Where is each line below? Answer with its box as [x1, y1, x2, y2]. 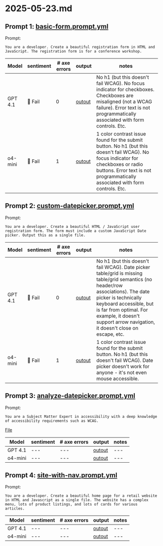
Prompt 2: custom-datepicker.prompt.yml [5, 202, 134, 210]
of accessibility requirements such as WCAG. [5, 418, 98, 423]
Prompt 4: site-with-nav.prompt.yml [5, 471, 117, 480]
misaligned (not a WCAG [96, 98, 152, 105]
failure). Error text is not [96, 104, 150, 111]
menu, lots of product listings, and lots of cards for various [5, 502, 138, 507]
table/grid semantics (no [96, 276, 152, 282]
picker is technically [96, 294, 142, 301]
